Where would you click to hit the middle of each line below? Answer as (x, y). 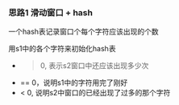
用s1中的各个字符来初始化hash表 (62, 49)
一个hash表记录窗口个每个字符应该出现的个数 (83, 32)
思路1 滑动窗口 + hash (50, 12)
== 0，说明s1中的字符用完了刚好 (74, 83)
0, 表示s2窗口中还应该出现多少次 (94, 66)
